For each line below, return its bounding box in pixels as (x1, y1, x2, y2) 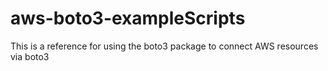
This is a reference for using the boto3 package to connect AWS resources (10, 40, 319, 52)
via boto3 (10, 50, 50, 62)
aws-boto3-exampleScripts (10, 7, 246, 30)
